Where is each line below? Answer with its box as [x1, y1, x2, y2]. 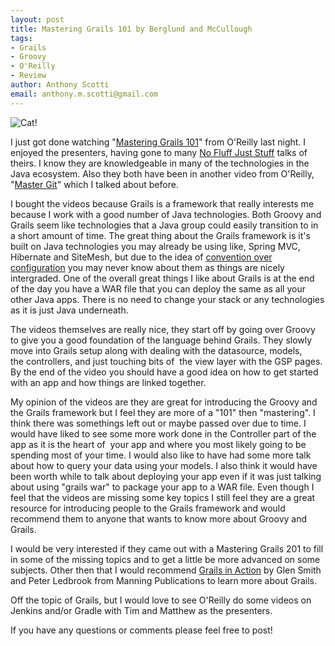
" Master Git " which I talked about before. [10, 178, 179, 190]
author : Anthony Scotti [10, 80, 110, 90]
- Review [10, 71, 47, 81]
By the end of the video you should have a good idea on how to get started [10, 366, 319, 378]
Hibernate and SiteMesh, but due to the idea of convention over [10, 251, 273, 263]
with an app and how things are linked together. [10, 376, 207, 388]
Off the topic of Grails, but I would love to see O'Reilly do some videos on [10, 594, 312, 606]
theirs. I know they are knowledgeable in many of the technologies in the [10, 157, 310, 169]
